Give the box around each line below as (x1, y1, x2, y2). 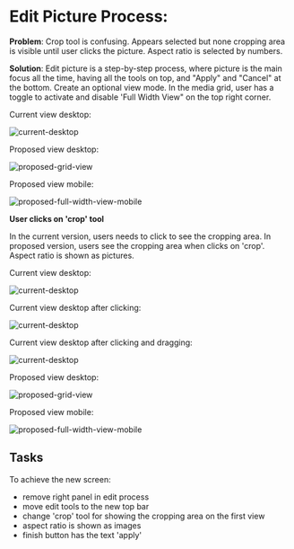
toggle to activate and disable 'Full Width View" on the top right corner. (9, 92, 272, 102)
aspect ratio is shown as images (22, 519, 142, 531)
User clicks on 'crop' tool (9, 213, 105, 224)
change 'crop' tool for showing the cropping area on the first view (22, 510, 265, 521)
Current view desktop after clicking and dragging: (9, 337, 193, 348)
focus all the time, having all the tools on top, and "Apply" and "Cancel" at (9, 72, 281, 83)
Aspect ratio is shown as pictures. (9, 250, 134, 261)
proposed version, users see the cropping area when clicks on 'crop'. (9, 240, 265, 251)
